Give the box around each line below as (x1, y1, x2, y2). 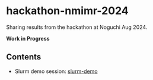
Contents (6, 52, 42, 62)
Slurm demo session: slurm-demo (14, 68, 98, 75)
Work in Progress (6, 35, 50, 42)
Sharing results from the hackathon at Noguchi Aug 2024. (6, 24, 148, 31)
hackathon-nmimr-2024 (6, 4, 129, 18)
